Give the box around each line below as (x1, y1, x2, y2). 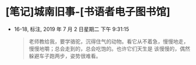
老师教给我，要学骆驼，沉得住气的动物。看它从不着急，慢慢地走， (28, 38, 189, 45)
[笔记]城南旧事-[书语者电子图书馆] (5, 5, 171, 19)
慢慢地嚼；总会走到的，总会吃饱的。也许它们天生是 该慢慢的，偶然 (28, 45, 191, 52)
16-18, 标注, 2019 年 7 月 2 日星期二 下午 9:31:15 (14, 26, 129, 32)
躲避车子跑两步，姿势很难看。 (28, 52, 101, 59)
